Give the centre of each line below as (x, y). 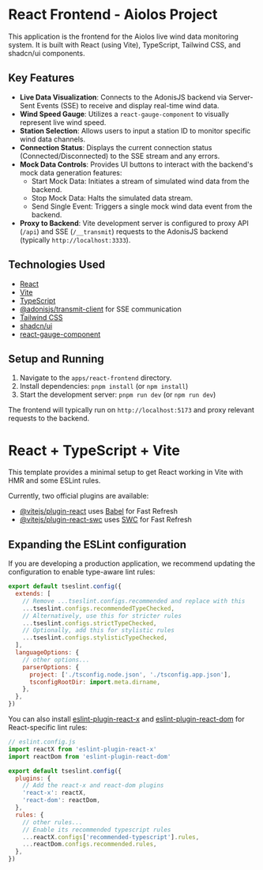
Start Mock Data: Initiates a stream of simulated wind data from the (141, 181)
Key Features (41, 78)
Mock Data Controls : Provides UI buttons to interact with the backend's (136, 164)
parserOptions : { (51, 667)
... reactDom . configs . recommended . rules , (90, 844)
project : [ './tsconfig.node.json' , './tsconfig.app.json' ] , (130, 674)
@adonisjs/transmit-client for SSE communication (100, 309)
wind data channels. (52, 139)
